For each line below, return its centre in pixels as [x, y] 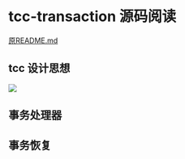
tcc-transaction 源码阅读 [92, 17]
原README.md [33, 40]
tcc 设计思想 [39, 68]
